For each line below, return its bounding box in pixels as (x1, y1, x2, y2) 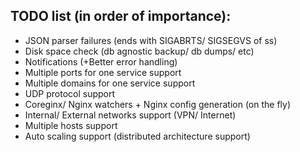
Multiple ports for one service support (24, 66, 182, 78)
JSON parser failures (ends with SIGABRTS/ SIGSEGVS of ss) (24, 34, 278, 46)
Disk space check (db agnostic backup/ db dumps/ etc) (24, 45, 255, 57)
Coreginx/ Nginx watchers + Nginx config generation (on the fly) (24, 98, 292, 110)
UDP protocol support (24, 87, 116, 99)
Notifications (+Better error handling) (24, 55, 178, 68)
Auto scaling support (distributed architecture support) (24, 130, 251, 142)
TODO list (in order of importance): (10, 8, 232, 25)
